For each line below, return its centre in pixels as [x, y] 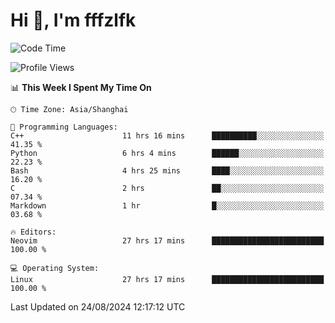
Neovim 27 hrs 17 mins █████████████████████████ [167, 240]
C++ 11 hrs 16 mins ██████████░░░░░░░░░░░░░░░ [167, 135]
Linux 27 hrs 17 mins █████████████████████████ [167, 279]
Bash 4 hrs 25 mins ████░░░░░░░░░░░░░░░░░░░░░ [167, 170]
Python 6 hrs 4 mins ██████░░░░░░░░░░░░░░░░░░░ [167, 153]
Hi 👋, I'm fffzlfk [73, 20]
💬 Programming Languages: [64, 127]
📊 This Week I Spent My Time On [81, 87]
